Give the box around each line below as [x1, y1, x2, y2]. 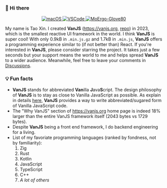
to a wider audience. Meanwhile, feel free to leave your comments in [5, 57, 146, 63]
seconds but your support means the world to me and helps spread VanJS [5, 52, 159, 58]
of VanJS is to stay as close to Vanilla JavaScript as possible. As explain [12, 92, 161, 98]
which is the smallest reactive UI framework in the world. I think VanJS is [5, 31, 155, 37]
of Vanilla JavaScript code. [12, 102, 68, 108]
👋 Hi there [5, 4, 30, 11]
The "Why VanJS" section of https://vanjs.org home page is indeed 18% [12, 107, 161, 114]
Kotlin [19, 155, 32, 161]
